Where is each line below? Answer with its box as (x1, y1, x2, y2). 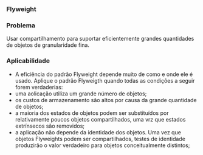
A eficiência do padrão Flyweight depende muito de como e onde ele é (15, 71, 193, 78)
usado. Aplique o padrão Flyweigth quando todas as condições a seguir (15, 77, 195, 84)
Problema (6, 21, 35, 29)
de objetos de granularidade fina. (6, 41, 90, 49)
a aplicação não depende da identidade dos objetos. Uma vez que (15, 128, 181, 136)
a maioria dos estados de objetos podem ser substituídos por (15, 109, 169, 117)
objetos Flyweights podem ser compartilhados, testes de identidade (15, 135, 185, 142)
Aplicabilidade (6, 57, 50, 65)
